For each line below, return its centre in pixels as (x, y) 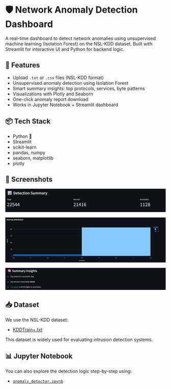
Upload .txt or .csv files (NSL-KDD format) (58, 78)
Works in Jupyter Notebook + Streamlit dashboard (65, 105)
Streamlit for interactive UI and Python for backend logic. (65, 49)
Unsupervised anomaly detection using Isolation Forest (70, 83)
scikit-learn (24, 147)
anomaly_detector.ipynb (38, 381)
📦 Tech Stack (28, 121)
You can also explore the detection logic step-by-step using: (69, 371)
